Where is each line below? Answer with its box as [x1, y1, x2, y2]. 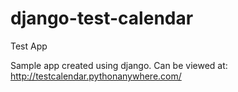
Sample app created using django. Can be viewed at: [10, 59, 228, 71]
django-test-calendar [10, 7, 194, 30]
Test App [10, 40, 48, 52]
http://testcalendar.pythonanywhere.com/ [10, 70, 182, 82]
